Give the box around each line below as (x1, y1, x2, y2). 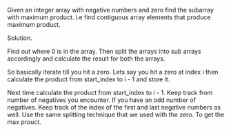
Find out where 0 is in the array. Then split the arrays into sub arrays (7, 48, 201, 55)
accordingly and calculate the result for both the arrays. (7, 54, 165, 63)
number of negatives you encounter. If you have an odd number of (7, 96, 197, 104)
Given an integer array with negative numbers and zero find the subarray (7, 6, 214, 14)
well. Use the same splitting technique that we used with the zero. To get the (7, 110, 225, 119)
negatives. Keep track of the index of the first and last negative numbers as (7, 103, 221, 111)
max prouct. (7, 118, 41, 126)
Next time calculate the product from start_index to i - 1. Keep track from (7, 89, 213, 96)
